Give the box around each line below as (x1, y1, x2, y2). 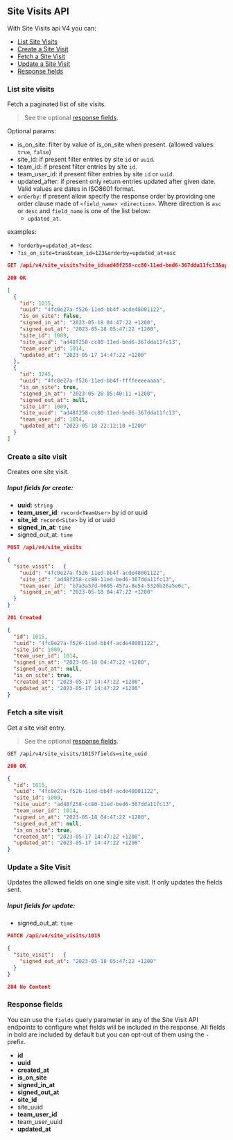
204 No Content (7, 983, 51, 990)
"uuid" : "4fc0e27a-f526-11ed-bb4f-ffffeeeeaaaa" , (19, 378, 166, 385)
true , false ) (17, 148, 52, 156)
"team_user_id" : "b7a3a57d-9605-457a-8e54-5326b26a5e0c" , (19, 582, 191, 589)
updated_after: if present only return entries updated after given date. (17, 177, 216, 186)
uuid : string (17, 501, 53, 510)
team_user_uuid (17, 1117, 63, 1125)
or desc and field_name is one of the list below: (17, 207, 151, 215)
